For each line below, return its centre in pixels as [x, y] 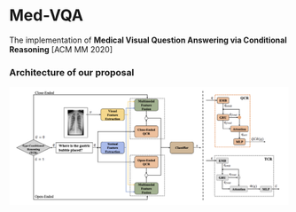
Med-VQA [47, 16]
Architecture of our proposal [72, 72]
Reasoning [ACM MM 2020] [61, 49]
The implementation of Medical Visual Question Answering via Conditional [148, 40]
